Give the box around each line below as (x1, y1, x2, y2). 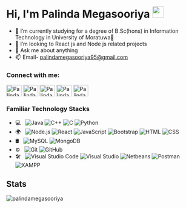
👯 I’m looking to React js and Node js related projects (15, 40, 147, 47)
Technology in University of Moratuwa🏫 (15, 33, 115, 41)
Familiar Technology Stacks (6, 105, 90, 113)
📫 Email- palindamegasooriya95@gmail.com (15, 53, 128, 61)
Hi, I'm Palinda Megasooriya (6, 7, 150, 21)
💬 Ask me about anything (15, 46, 78, 54)
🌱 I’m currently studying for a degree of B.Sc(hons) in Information (15, 27, 179, 35)
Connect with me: (6, 70, 60, 79)
